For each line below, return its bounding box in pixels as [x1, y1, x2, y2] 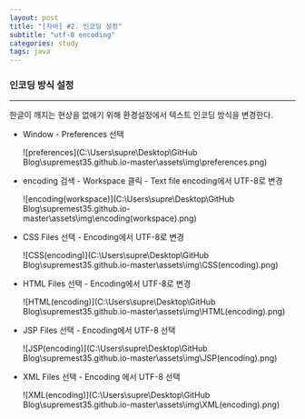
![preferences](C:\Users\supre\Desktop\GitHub [22, 147, 198, 158]
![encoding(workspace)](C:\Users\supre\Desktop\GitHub [22, 194, 234, 205]
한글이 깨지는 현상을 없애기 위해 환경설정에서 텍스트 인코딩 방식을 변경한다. [9, 110, 274, 121]
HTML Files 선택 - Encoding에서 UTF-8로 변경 [22, 278, 192, 289]
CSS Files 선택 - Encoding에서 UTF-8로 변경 [22, 232, 184, 243]
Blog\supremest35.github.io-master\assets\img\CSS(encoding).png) [22, 260, 279, 271]
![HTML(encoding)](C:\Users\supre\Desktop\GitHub [22, 296, 216, 307]
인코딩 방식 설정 [9, 79, 74, 92]
